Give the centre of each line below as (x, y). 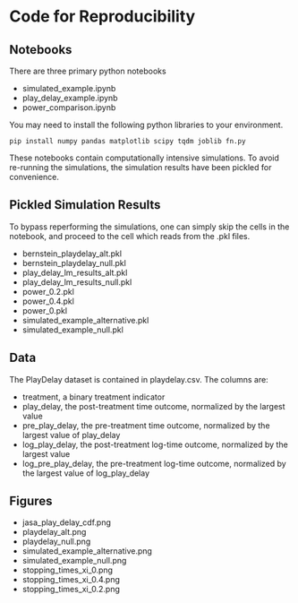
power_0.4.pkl (48, 301)
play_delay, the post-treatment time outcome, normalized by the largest (153, 406)
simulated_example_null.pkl (72, 330)
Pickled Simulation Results (85, 205)
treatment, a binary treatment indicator (94, 397)
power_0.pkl (45, 310)
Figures (31, 501)
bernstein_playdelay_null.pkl (74, 263)
